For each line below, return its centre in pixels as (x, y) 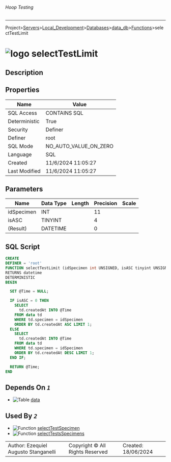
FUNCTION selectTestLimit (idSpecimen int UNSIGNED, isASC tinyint (78, 268)
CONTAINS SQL (65, 113)
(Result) (17, 229)
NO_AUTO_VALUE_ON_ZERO (79, 146)
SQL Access (22, 113)
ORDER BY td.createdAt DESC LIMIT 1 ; (54, 353)
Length (80, 203)
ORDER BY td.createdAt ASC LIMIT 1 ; (53, 324)
